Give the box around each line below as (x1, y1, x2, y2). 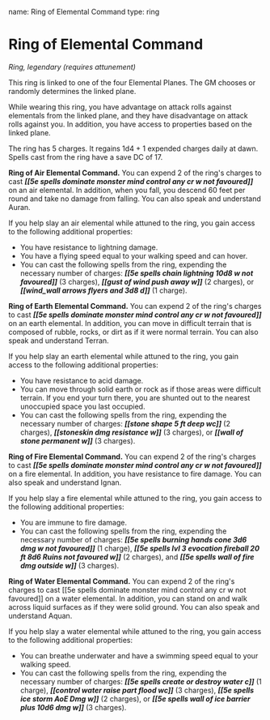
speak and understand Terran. (8, 336, 109, 345)
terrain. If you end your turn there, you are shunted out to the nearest (19, 392, 251, 402)
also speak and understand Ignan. (8, 478, 122, 487)
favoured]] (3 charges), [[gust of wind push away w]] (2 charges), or (19, 276, 255, 286)
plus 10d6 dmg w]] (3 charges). (19, 702, 127, 712)
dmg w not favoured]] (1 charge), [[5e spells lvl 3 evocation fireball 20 (19, 543, 260, 553)
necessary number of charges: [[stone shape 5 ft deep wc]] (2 (19, 418, 231, 428)
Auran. (8, 202, 31, 212)
